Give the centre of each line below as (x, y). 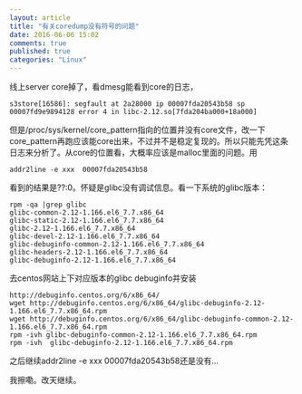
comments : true (38, 43)
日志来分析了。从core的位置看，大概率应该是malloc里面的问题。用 (133, 152)
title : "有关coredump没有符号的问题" (74, 26)
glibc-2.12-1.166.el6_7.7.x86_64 (73, 228)
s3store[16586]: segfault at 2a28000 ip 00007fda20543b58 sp (127, 104)
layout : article (40, 18)
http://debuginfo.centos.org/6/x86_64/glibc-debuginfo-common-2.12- (162, 319)
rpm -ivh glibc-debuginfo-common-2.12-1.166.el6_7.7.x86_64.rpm (133, 335)
